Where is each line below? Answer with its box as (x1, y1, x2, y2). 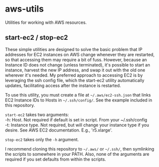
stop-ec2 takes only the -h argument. (5, 136, 79, 142)
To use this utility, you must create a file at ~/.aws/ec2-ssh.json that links (5, 92, 151, 98)
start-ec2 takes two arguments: (5, 112, 69, 117)
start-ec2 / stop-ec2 (5, 33, 68, 42)
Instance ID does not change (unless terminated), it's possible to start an (5, 62, 150, 67)
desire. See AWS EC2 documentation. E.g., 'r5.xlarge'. (5, 127, 112, 133)
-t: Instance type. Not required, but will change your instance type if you (5, 122, 149, 128)
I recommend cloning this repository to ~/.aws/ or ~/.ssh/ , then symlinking (5, 146, 154, 151)
